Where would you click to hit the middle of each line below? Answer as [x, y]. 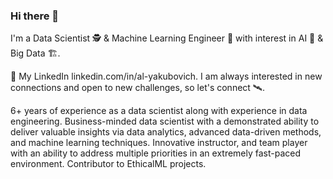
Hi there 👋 [35, 16]
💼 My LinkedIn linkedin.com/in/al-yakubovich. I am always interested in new [166, 76]
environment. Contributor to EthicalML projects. [108, 164]
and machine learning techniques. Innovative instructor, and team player [159, 143]
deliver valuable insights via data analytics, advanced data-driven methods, [166, 132]
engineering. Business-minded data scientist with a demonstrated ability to [165, 121]
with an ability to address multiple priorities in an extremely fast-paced [156, 153]
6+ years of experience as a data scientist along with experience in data [159, 111]
